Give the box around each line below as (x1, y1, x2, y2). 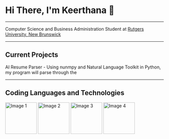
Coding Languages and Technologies (5, 89, 125, 97)
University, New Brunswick (5, 31, 61, 37)
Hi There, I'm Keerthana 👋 (5, 5, 115, 16)
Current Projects (5, 50, 58, 59)
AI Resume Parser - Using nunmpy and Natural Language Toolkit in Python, (5, 64, 161, 70)
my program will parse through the (5, 69, 77, 75)
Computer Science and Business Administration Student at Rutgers (5, 26, 144, 32)
